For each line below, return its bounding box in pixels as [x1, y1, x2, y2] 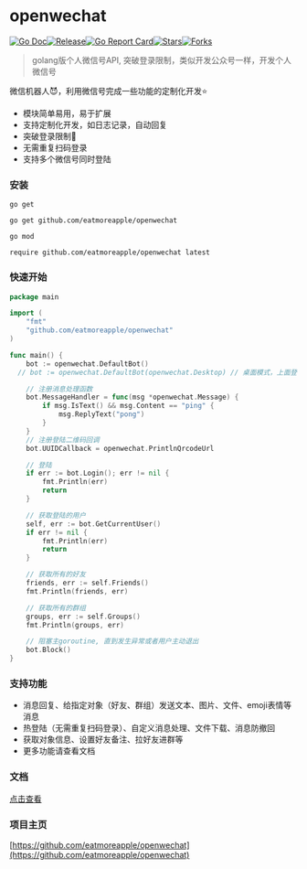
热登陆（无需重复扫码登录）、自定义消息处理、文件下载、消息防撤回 [22, 723, 276, 734]
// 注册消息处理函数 [26, 384, 93, 393]
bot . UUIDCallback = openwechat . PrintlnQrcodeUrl [26, 444, 215, 453]
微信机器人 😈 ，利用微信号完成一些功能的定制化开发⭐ [9, 85, 208, 96]
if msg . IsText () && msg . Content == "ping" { [42, 402, 215, 411]
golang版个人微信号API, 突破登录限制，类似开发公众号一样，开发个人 [31, 54, 292, 65]
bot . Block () [26, 646, 71, 655]
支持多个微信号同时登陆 [22, 153, 111, 165]
